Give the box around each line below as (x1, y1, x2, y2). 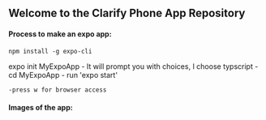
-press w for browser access (8, 85, 107, 94)
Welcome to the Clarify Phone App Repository (8, 6, 246, 20)
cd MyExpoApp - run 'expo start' (8, 70, 118, 79)
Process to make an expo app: (8, 28, 112, 39)
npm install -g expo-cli (8, 47, 92, 55)
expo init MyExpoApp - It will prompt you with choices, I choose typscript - (8, 61, 259, 71)
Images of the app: (8, 103, 73, 113)
